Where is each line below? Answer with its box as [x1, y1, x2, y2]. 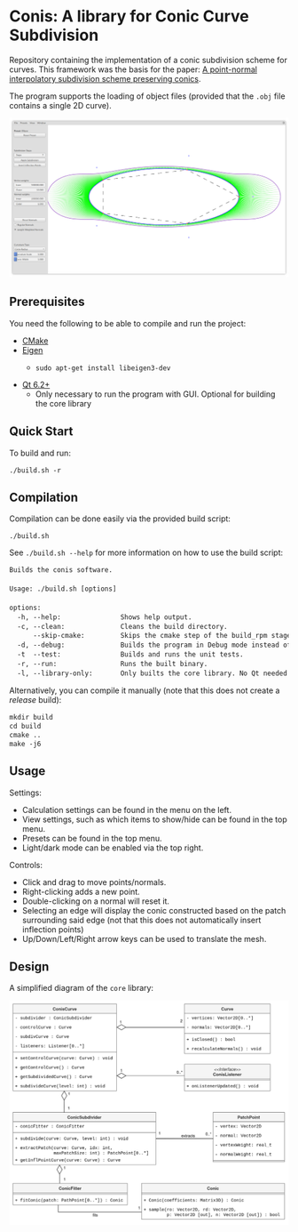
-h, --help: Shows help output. [17, 612, 192, 622]
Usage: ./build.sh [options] [9, 584, 117, 593]
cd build [9, 721, 42, 730]
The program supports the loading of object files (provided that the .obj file [9, 91, 286, 101]
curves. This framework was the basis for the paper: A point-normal [9, 64, 257, 75]
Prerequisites [9, 294, 85, 310]
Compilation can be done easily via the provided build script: [9, 513, 231, 524]
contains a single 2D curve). [9, 100, 113, 110]
